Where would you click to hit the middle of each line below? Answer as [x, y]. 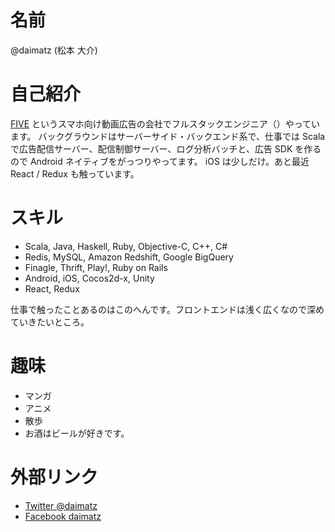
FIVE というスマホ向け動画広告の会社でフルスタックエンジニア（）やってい [165, 123]
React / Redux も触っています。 [75, 173]
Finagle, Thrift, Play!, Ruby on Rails [96, 267]
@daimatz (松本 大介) [54, 50]
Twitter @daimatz [61, 505]
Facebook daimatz [63, 516]
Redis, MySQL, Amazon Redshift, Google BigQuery [129, 257]
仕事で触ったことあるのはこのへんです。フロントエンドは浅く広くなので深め [167, 309]
